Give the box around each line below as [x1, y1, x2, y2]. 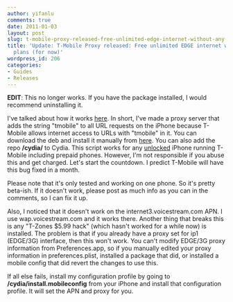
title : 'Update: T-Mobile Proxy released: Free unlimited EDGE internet [7, 42, 222, 49]
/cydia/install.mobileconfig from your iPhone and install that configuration [7, 280, 222, 288]
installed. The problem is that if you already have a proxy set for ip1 [7, 229, 199, 238]
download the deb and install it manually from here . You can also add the [7, 136, 216, 145]
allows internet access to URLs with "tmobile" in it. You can [28, 129, 197, 137]
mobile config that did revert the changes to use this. [7, 259, 158, 267]
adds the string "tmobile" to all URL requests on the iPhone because [7, 122, 202, 130]
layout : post [7, 29, 45, 37]
